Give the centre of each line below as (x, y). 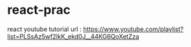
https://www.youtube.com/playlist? (133, 29)
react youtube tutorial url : (45, 29)
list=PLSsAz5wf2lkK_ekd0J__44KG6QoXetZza (73, 36)
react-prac (39, 10)
